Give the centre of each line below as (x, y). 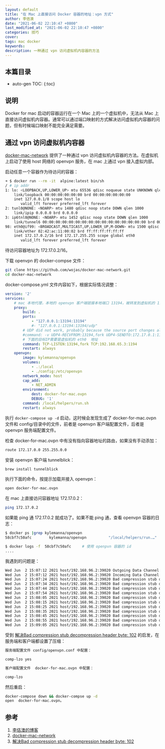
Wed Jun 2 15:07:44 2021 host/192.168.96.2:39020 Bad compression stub (81, 589)
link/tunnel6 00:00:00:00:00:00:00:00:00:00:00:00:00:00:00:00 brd (84, 222)
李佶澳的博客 (25, 730)
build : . (32, 312)
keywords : (15, 46)
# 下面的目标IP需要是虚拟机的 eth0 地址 (60, 339)
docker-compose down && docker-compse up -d (51, 696)
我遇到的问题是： (22, 561)
